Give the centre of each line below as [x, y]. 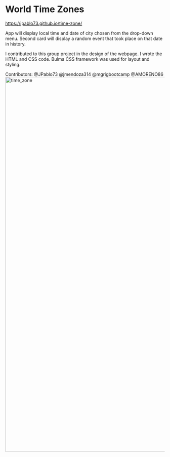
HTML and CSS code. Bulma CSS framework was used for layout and [77, 59]
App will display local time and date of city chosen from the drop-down [79, 33]
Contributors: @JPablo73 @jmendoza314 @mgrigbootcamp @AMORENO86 [84, 74]
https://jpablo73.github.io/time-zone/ [44, 23]
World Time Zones [45, 9]
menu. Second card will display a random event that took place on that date [84, 38]
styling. [13, 64]
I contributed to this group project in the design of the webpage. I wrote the [84, 54]
